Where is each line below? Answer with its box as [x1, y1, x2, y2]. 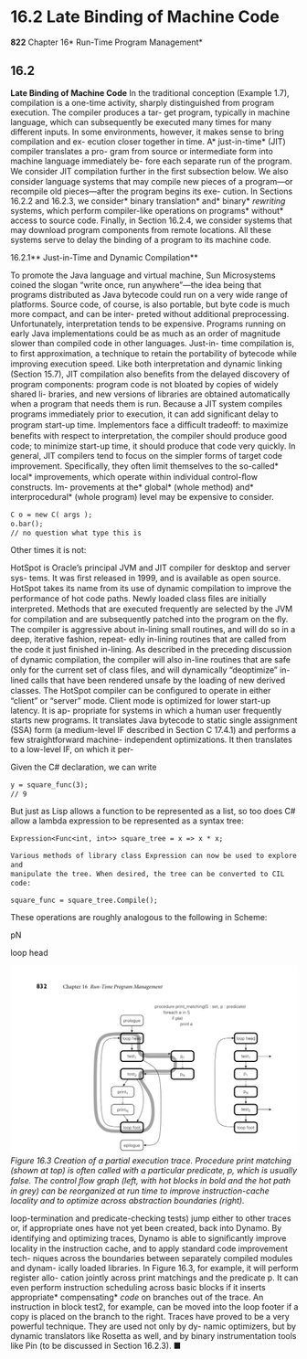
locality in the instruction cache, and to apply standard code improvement [10, 1243, 289, 1254]
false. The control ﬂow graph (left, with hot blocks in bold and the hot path [10, 1175, 291, 1185]
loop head [10, 947, 48, 958]
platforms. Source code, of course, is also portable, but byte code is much [10, 299, 291, 310]
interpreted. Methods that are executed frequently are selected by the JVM [10, 603, 293, 614]
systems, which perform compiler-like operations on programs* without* [10, 205, 284, 216]
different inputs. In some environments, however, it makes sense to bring [10, 126, 284, 137]
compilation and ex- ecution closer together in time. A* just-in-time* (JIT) [10, 135, 286, 147]
